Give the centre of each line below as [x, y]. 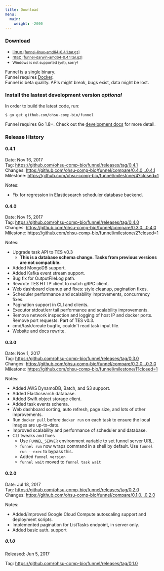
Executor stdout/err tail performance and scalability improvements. [81, 310]
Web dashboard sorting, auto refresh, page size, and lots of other [79, 410]
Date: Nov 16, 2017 [24, 159]
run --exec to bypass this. [46, 452]
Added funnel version [42, 457]
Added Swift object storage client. [47, 399]
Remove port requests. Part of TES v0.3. [53, 320]
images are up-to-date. [36, 425]
